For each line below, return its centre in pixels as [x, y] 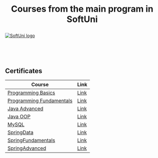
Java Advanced [25, 109]
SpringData [21, 132]
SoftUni [82, 19]
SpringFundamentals [31, 140]
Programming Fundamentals [40, 101]
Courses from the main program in [82, 9]
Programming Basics [31, 93]
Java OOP [19, 117]
